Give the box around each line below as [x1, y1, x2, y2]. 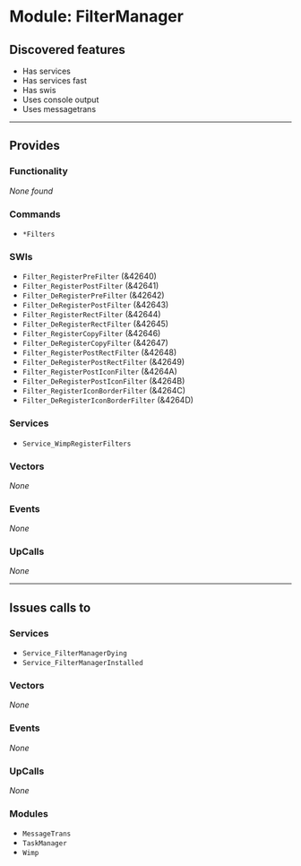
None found [9, 186, 54, 196]
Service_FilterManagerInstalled [21, 659, 143, 668]
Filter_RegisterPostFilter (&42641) [21, 281, 159, 291]
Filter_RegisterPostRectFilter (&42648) [21, 347, 177, 358]
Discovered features [9, 42, 125, 57]
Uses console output [21, 94, 99, 105]
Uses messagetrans [21, 104, 97, 114]
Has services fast [21, 75, 87, 86]
